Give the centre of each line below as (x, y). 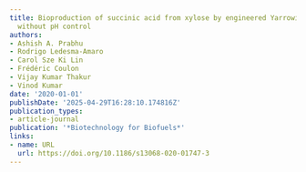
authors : (26, 35)
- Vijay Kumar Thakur (51, 77)
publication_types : (46, 111)
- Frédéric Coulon (44, 69)
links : (22, 137)
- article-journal (44, 119)
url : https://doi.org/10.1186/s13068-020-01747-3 (113, 153)
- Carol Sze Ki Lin (46, 60)
